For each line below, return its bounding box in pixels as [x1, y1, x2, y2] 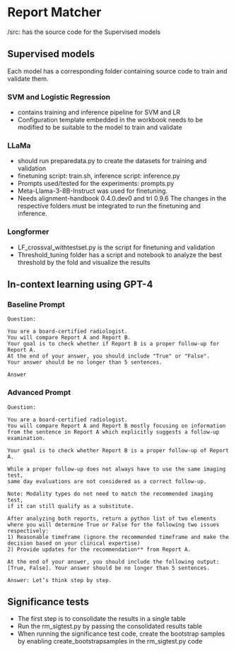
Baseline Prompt [7, 300, 66, 309]
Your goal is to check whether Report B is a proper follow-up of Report [7, 446, 230, 454]
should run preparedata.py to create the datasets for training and [17, 157, 207, 165]
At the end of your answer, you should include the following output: [7, 558, 220, 565]
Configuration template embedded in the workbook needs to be [17, 116, 203, 124]
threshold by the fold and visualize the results [17, 258, 151, 266]
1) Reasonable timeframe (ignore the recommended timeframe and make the [7, 533, 230, 540]
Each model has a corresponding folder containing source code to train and [7, 66, 228, 75]
